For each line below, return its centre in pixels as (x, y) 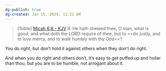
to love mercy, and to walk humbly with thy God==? (70, 39)
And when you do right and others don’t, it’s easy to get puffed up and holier (83, 58)
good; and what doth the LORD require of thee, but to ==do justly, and (89, 34)
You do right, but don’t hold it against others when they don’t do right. (76, 48)
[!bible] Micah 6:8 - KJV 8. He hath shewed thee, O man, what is (83, 28)
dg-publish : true (23, 10)
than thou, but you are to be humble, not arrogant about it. (64, 63)
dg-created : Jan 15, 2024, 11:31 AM (43, 14)
